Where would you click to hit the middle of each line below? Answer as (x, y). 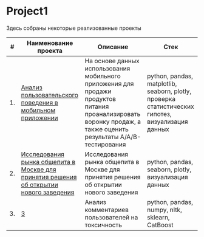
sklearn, (158, 217)
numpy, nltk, (164, 210)
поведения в (40, 103)
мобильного (103, 76)
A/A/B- (131, 137)
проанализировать (113, 114)
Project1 (27, 11)
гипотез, (159, 114)
